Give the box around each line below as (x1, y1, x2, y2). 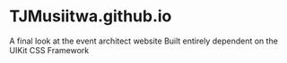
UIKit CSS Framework (9, 44, 90, 55)
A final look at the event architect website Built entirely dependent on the (9, 35, 278, 46)
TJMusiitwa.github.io (9, 6, 172, 27)
